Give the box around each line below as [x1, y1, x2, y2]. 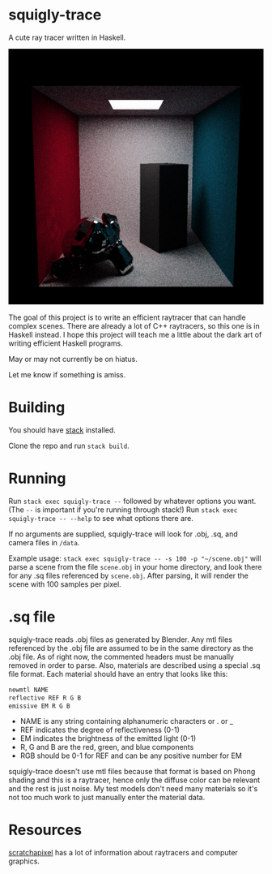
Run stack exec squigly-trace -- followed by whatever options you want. [8, 496, 257, 506]
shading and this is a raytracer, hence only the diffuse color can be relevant [8, 775, 261, 785]
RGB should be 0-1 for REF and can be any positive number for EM [19, 751, 243, 760]
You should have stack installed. [8, 424, 116, 435]
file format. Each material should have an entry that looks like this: [8, 669, 228, 678]
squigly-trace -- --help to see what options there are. [8, 513, 194, 523]
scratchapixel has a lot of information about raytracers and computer [8, 847, 239, 857]
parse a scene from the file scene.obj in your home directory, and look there [8, 562, 262, 571]
